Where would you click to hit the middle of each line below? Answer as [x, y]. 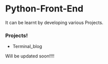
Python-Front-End [44, 9]
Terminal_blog [27, 46]
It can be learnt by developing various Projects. [54, 22]
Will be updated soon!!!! [30, 56]
